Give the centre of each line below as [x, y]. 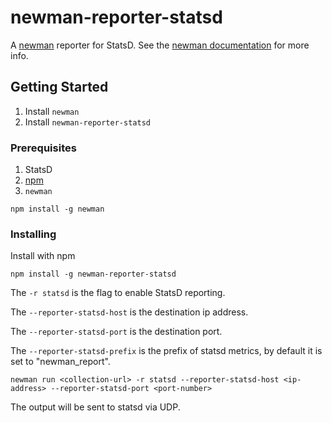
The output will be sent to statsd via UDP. [95, 407]
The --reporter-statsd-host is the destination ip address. [129, 312]
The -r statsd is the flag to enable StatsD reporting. [118, 293]
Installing [33, 234]
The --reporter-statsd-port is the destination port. [116, 332]
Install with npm [43, 256]
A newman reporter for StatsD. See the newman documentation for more [160, 45]
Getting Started [59, 87]
